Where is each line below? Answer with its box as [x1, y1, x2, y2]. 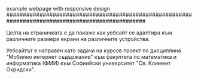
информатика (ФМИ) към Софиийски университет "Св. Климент [6, 59, 171, 67]
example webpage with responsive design [6, 5, 111, 12]
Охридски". [6, 66, 35, 73]
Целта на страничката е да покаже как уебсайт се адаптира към [6, 29, 172, 36]
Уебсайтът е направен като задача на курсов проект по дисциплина [6, 47, 181, 54]
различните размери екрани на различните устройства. [6, 36, 150, 42]
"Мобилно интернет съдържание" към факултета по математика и [6, 53, 177, 60]
